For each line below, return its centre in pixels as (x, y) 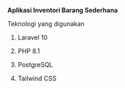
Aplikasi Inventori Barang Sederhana (63, 10)
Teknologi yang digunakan (46, 24)
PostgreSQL (35, 65)
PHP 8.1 (29, 51)
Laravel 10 (33, 37)
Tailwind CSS (37, 78)
